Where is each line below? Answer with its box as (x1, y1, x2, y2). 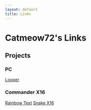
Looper (5, 77, 19, 82)
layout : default (5, 7, 38, 12)
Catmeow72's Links (5, 32, 87, 43)
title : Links (5, 12, 31, 16)
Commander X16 (5, 89, 45, 96)
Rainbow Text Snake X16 (5, 100, 54, 106)
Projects (5, 52, 31, 60)
